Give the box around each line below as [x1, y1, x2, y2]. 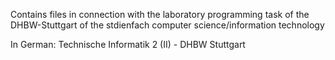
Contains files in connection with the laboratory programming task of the [10, 9, 310, 20]
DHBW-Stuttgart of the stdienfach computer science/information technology [10, 19, 325, 31]
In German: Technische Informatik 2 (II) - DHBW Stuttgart [10, 39, 246, 50]
